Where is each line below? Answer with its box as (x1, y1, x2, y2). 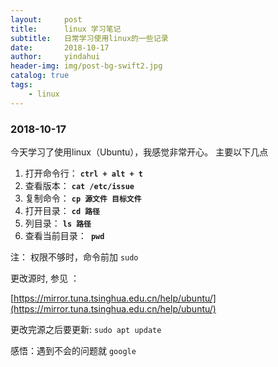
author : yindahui (10, 52, 101, 62)
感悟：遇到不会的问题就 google (10, 344, 137, 356)
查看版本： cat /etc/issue (24, 179, 135, 191)
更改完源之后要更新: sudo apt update (10, 323, 162, 335)
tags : (10, 80, 33, 90)
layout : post (10, 14, 83, 25)
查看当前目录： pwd (24, 229, 105, 241)
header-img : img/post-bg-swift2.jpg (10, 61, 163, 71)
